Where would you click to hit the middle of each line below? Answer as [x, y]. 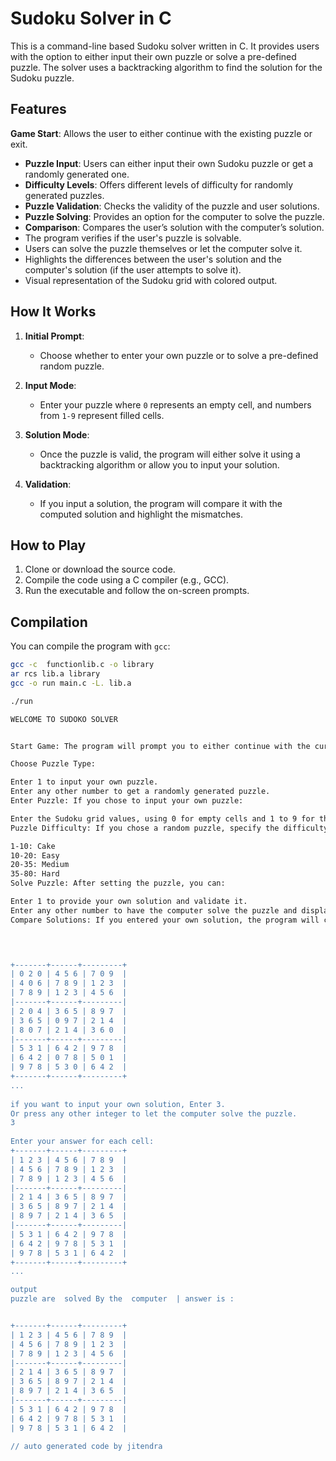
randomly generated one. [77, 174]
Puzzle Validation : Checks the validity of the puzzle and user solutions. [172, 206]
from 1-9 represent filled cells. [102, 415]
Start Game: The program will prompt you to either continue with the [160, 746]
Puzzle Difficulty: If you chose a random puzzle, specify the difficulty [169, 828]
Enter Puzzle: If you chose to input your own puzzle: [127, 801]
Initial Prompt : [54, 336]
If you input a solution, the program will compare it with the [161, 503]
